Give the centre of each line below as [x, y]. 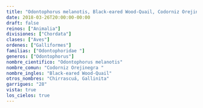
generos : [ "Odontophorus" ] [40, 56]
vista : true [21, 90]
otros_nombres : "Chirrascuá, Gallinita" [58, 79]
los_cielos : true [28, 95]
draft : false [23, 23]
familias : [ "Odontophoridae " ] [46, 51]
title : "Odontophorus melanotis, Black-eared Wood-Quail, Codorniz [93, 12]
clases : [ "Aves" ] [28, 40]
